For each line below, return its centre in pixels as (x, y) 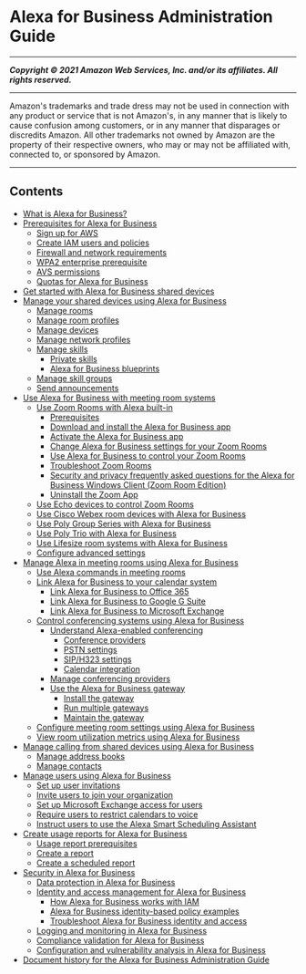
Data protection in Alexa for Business (106, 882)
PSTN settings (90, 649)
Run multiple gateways (106, 708)
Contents (36, 192)
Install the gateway (99, 698)
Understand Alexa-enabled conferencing (126, 630)
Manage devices (67, 329)
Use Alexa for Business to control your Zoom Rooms (148, 456)
